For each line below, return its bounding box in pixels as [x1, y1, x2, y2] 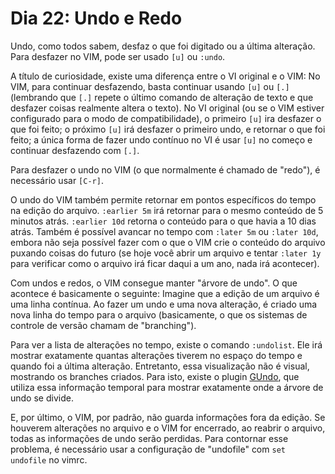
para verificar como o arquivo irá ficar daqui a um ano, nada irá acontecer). [10, 257, 320, 269]
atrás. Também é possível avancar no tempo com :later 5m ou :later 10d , [10, 225, 319, 237]
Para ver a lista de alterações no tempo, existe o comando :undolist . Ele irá [10, 338, 323, 351]
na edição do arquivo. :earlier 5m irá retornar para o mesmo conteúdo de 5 [10, 204, 324, 216]
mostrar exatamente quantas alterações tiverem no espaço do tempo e [10, 349, 303, 361]
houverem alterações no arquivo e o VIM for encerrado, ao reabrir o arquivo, [10, 422, 326, 434]
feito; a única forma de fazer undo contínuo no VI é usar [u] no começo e [10, 133, 313, 146]
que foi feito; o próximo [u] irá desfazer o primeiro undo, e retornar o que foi [10, 123, 326, 135]
